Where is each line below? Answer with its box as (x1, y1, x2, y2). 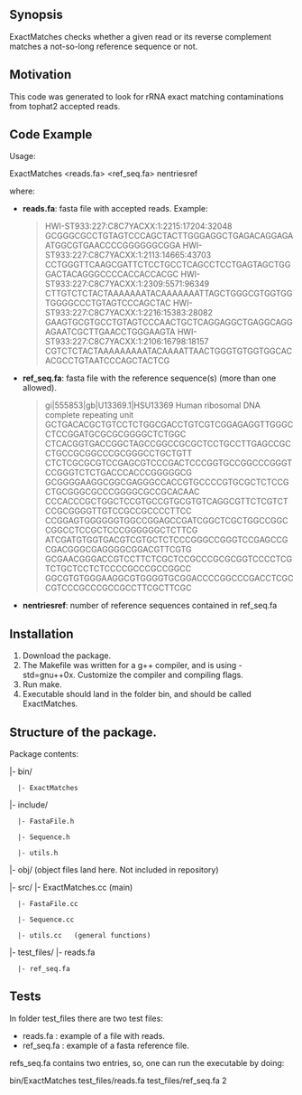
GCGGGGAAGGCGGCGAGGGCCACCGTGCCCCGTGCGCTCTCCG (44, 477, 289, 487)
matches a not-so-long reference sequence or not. (9, 41, 198, 52)
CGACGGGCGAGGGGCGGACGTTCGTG (44, 544, 192, 555)
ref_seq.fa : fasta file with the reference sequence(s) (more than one (22, 373, 277, 383)
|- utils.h (17, 849, 59, 858)
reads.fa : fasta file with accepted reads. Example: (22, 203, 209, 214)
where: (9, 185, 36, 197)
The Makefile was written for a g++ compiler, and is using (22, 660, 237, 671)
